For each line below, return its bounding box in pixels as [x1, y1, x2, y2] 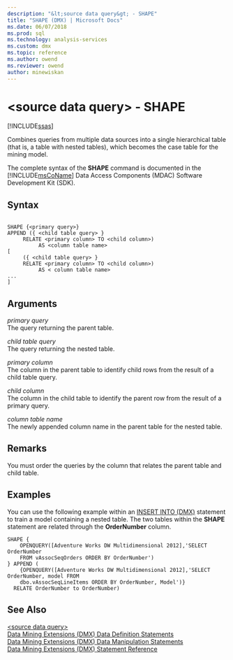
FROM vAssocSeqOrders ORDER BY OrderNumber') [20, 554, 155, 561]
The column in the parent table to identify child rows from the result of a [7, 366, 214, 374]
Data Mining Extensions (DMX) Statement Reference [7, 645, 158, 653]
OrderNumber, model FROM [7, 573, 80, 580]
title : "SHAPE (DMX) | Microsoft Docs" [7, 17, 123, 24]
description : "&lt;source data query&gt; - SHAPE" [7, 10, 158, 17]
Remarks [7, 443, 47, 454]
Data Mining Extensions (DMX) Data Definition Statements [7, 630, 174, 638]
